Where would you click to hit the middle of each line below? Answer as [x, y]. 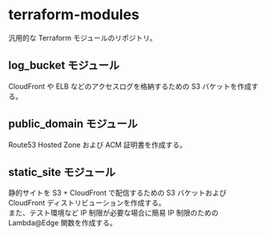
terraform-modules [74, 15]
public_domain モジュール [73, 124]
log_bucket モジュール [64, 66]
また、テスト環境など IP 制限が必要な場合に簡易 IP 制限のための [113, 213]
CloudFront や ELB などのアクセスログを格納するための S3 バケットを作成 [130, 86]
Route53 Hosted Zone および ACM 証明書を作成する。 [97, 145]
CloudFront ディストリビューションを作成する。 [87, 203]
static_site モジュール [62, 172]
